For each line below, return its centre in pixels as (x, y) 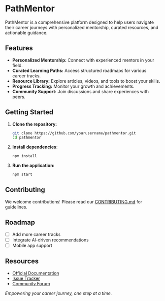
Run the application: (33, 166)
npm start (22, 175)
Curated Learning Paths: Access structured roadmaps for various (79, 70)
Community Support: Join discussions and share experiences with (81, 91)
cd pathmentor (27, 138)
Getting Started (29, 112)
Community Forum (31, 283)
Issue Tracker (26, 278)
